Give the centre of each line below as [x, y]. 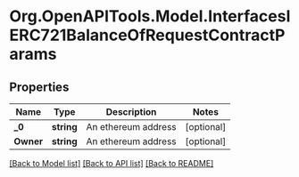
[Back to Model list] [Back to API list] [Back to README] [112, 163]
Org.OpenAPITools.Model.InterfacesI [150, 16]
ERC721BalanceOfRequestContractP [147, 35]
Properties [39, 87]
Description [131, 112]
